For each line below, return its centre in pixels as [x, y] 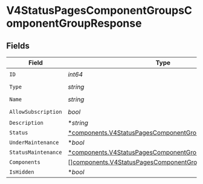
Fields [18, 46]
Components [25, 162]
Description [27, 123]
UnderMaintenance [34, 143]
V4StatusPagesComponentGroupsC [99, 11]
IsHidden [22, 172]
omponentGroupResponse [74, 23]
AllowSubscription [36, 112]
